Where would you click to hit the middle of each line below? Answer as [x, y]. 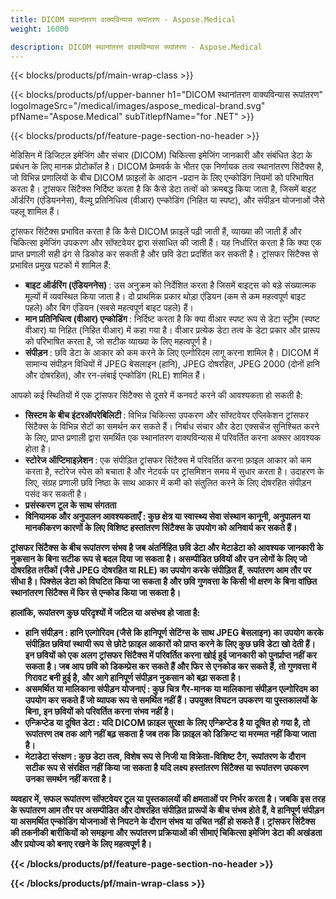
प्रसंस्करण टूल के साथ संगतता [70, 505]
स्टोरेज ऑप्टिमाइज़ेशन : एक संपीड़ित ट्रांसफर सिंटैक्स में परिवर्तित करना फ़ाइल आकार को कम [168, 460]
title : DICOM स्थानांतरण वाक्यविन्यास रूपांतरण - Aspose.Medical [123, 19]
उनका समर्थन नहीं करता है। [68, 779]
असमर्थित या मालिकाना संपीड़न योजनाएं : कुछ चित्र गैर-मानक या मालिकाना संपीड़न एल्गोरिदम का [171, 689]
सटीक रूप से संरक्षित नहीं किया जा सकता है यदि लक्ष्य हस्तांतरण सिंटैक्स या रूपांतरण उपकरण [166, 768]
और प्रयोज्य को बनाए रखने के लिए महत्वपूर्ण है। [81, 844]
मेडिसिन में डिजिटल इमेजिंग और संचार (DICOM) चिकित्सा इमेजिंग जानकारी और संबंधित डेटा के [161, 155]
